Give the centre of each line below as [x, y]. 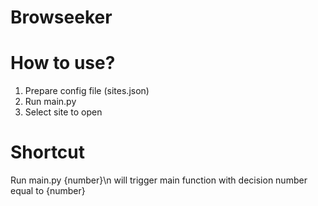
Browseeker [61, 17]
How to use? [63, 63]
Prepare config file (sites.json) [87, 91]
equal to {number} [48, 191]
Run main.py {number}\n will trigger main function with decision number [159, 180]
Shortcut [48, 152]
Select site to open [63, 112]
